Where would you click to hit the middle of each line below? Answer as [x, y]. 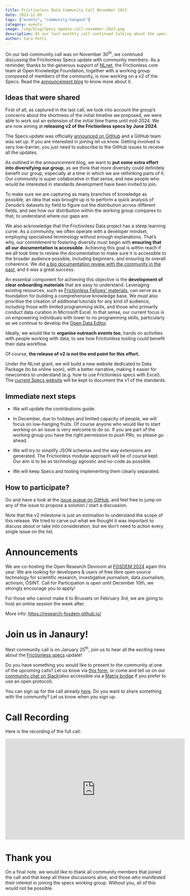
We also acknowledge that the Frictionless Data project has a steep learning [86, 226]
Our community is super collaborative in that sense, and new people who [82, 179]
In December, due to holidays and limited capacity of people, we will [85, 419]
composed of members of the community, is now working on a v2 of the [81, 76]
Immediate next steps [40, 396]
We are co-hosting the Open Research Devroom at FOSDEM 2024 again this [86, 566]
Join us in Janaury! [47, 635]
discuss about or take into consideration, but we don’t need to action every [85, 526]
